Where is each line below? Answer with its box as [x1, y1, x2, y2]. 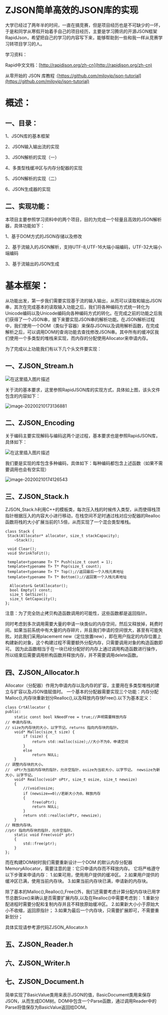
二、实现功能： [5, 202, 51, 210]
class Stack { [5, 529, 35, 534]
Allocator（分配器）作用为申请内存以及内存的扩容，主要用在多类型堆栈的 [5, 682, 155, 688]
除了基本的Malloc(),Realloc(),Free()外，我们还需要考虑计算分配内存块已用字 [5, 888, 160, 894]
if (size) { [23, 733, 48, 739]
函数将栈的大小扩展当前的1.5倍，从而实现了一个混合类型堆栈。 [5, 519, 133, 525]
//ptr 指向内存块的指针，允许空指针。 [5, 828, 75, 833]
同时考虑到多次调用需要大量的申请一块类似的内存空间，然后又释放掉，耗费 [5, 621, 158, 627]
